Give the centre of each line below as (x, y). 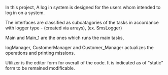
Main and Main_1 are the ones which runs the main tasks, (65, 38)
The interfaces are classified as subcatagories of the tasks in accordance (82, 23)
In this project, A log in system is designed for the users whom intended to (83, 7)
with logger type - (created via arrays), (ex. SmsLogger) (64, 28)
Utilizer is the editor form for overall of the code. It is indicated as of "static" (84, 63)
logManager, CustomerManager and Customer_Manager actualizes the (79, 47)
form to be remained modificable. (40, 68)
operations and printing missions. (40, 53)
